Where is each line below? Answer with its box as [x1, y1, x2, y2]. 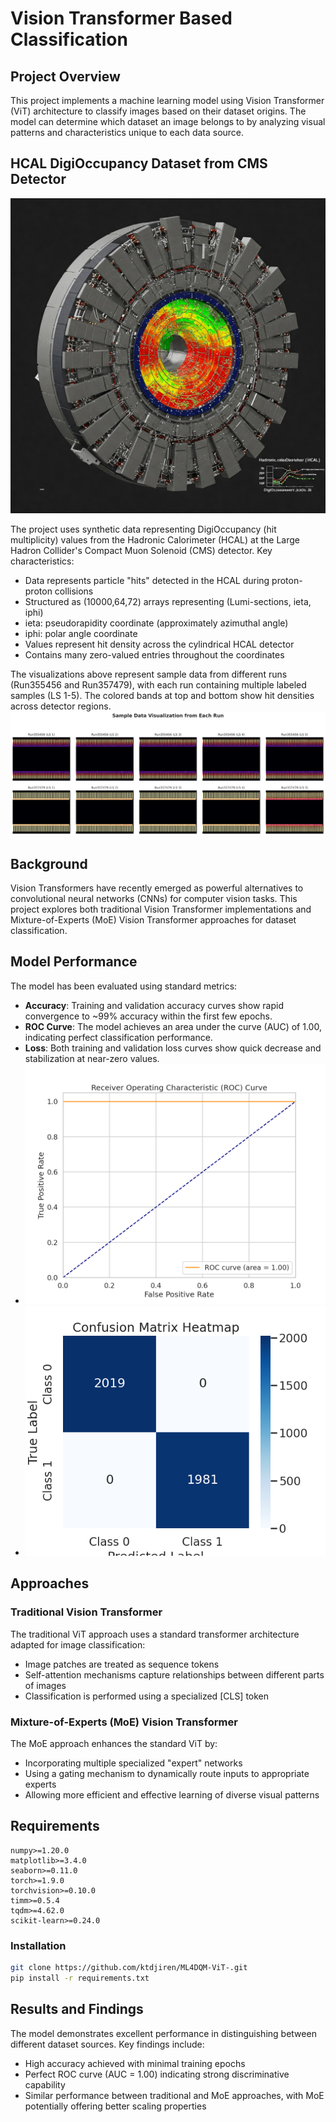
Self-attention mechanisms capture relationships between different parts [24, 1668, 325, 1681]
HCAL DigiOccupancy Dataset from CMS [10, 155, 268, 172]
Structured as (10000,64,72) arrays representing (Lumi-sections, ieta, [24, 595, 312, 607]
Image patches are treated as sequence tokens [24, 1658, 220, 1670]
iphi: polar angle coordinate [24, 627, 138, 639]
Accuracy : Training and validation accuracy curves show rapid [24, 999, 284, 1011]
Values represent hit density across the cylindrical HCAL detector [24, 638, 295, 650]
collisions [54, 585, 94, 597]
